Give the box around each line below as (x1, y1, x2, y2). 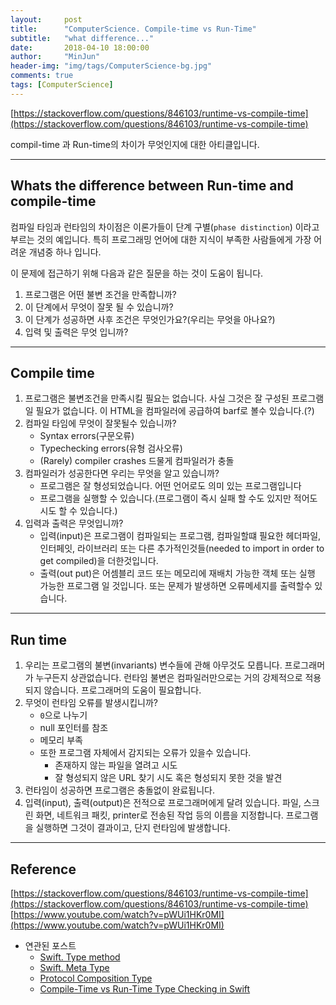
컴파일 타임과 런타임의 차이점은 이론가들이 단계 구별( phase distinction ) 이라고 (10, 221, 320, 233)
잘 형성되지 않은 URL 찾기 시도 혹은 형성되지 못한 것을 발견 (54, 772, 283, 784)
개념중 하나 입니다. (28, 246, 102, 258)
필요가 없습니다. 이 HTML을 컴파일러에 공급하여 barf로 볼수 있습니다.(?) (35, 405, 315, 417)
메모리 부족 (39, 734, 83, 746)
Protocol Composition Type (39, 972, 153, 984)
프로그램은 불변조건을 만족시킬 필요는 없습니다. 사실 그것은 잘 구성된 (24, 392, 290, 405)
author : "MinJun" (10, 52, 101, 62)
